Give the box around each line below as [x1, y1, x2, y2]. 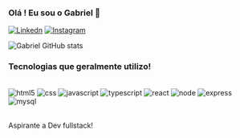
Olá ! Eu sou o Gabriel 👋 [8, 7, 101, 18]
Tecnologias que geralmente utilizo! [8, 61, 151, 72]
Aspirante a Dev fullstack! [8, 120, 94, 130]
